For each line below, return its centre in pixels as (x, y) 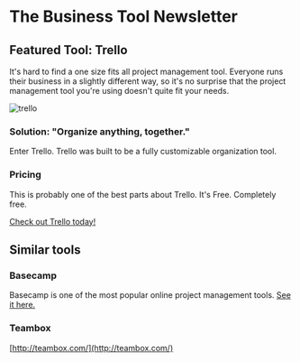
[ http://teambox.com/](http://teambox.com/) (91, 348)
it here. (23, 305)
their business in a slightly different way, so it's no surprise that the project (148, 81)
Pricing (26, 175)
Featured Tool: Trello (68, 50)
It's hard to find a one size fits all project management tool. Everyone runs (146, 71)
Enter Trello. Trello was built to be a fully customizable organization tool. (143, 152)
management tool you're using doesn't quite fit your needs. (119, 91)
